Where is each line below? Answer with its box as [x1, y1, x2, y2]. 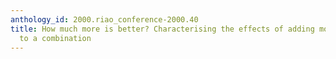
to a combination [19, 33, 92, 43]
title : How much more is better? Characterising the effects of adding [10, 24, 315, 34]
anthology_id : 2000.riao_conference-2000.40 [10, 14, 199, 25]
